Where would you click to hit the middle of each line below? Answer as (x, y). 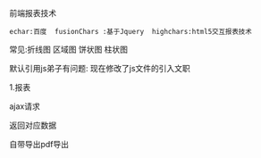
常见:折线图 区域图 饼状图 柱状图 (68, 49)
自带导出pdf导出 (39, 144)
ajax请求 (25, 106)
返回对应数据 (33, 125)
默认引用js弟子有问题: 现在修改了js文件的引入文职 (100, 68)
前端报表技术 (33, 13)
